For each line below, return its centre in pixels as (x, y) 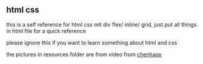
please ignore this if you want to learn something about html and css (92, 42)
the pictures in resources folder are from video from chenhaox (84, 54)
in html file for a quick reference (46, 31)
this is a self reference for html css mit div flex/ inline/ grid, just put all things (101, 24)
